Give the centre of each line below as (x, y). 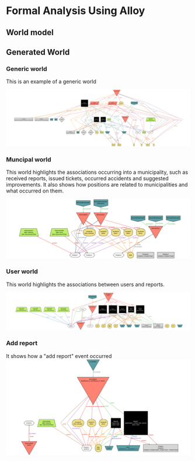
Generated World (38, 52)
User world (22, 271)
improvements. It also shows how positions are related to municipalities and (97, 185)
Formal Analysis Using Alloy (76, 11)
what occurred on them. (35, 191)
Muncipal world (29, 159)
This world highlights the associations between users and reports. (86, 284)
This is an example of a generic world (51, 82)
